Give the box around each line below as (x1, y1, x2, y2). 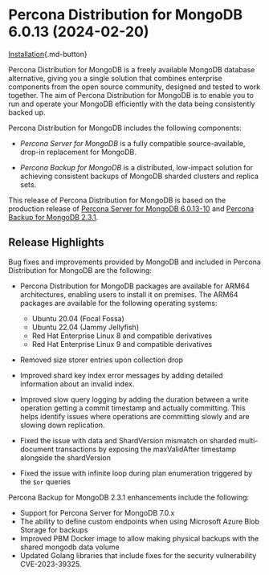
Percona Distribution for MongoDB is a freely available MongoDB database (8, 64, 255, 74)
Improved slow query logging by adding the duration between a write (19, 394, 249, 404)
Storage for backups (19, 524, 88, 535)
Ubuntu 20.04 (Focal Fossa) (31, 313, 124, 323)
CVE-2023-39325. (19, 559, 82, 569)
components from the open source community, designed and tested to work (8, 82, 261, 92)
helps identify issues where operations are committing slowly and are (19, 411, 251, 421)
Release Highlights (8, 235, 104, 250)
